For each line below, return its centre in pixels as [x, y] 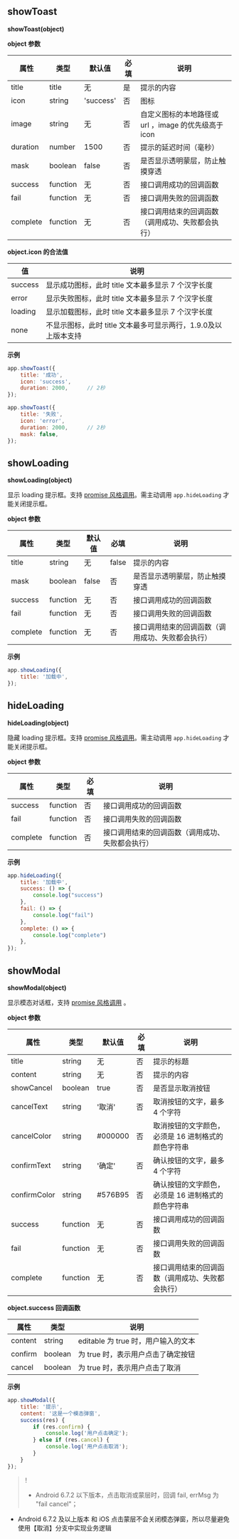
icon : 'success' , [46, 382]
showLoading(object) [40, 480]
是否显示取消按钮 [181, 1088]
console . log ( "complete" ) [70, 935]
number [63, 147]
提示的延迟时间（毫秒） [180, 147]
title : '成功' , [42, 375]
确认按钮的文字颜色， [188, 1185]
